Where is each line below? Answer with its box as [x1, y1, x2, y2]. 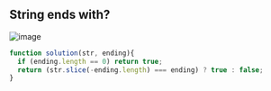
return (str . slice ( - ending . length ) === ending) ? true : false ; [17, 65, 264, 75]
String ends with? [9, 7, 111, 23]
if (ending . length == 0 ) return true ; [17, 57, 164, 66]
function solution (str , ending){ [9, 49, 135, 58]
